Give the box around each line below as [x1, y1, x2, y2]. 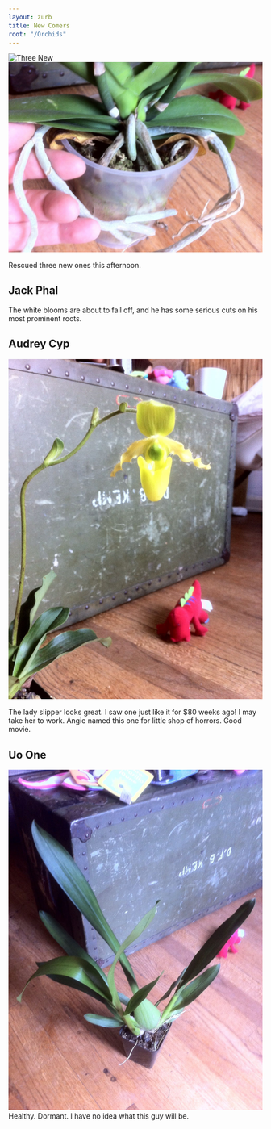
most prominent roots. [8, 313, 82, 323]
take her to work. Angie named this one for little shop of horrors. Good [8, 716, 242, 725]
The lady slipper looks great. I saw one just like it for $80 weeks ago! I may [8, 707, 256, 717]
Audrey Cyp [8, 337, 70, 351]
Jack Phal [8, 283, 59, 298]
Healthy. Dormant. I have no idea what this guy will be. [8, 1110, 190, 1121]
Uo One [8, 747, 47, 762]
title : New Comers [8, 21, 70, 30]
